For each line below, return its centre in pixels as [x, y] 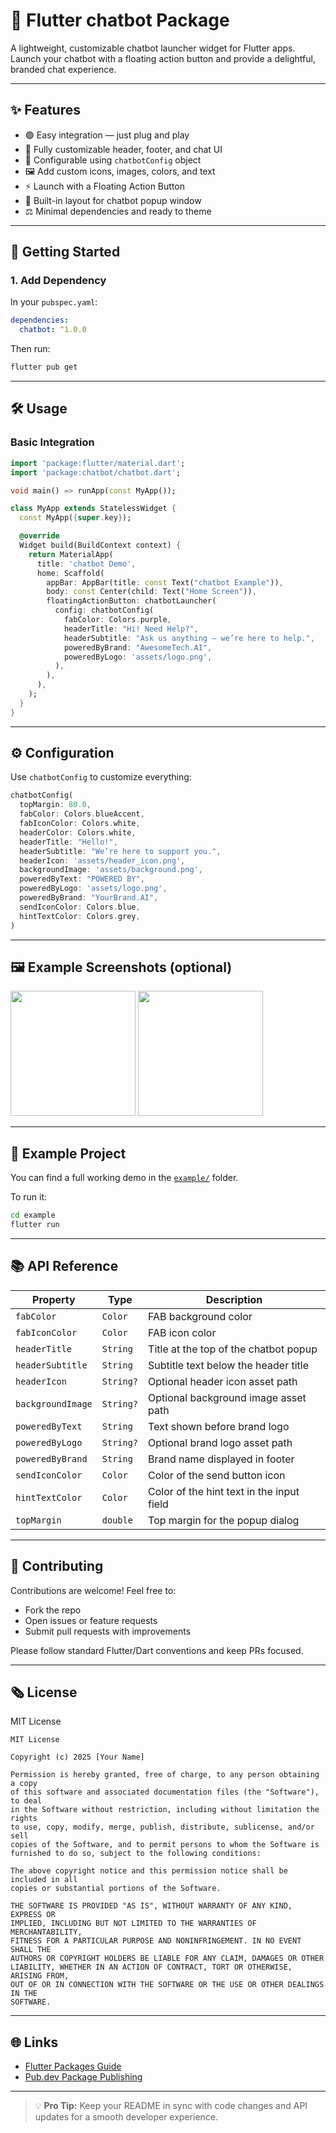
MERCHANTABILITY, [46, 1932]
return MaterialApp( [71, 554]
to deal [26, 1801]
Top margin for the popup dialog [224, 1520]
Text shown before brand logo [219, 1426]
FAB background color [200, 1316]
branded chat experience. [63, 69]
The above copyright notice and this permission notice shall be [149, 1871]
